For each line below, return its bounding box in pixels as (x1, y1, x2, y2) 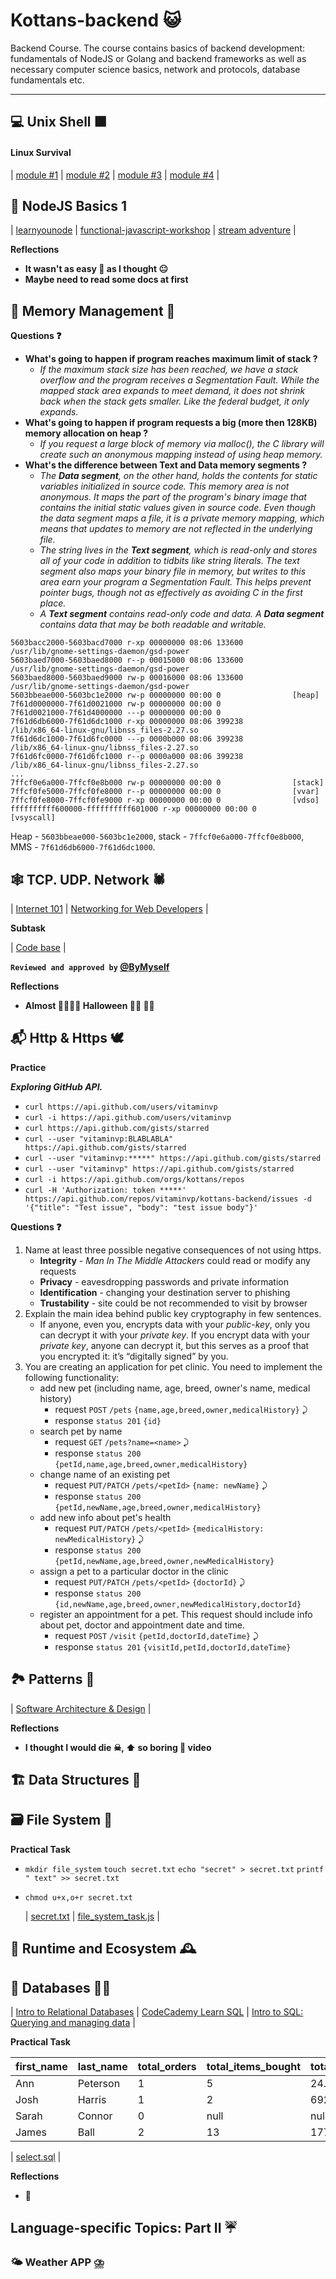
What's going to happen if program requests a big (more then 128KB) (24, 417, 318, 429)
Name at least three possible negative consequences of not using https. (24, 1244, 322, 1256)
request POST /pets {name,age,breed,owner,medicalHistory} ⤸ (54, 1403, 308, 1415)
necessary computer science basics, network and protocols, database (10, 63, 301, 75)
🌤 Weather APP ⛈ (10, 2255, 105, 2269)
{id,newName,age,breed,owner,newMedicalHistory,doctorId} (54, 1599, 302, 1609)
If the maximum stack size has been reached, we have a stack (39, 364, 299, 376)
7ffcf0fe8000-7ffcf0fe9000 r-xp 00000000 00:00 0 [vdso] (10, 795, 320, 806)
